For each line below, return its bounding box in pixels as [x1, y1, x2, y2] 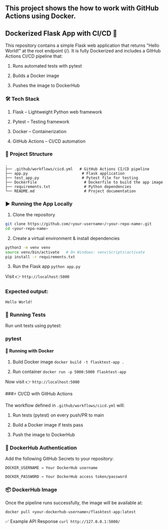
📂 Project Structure [5, 151, 53, 158]
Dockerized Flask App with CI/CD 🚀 [5, 29, 117, 37]
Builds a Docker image [12, 73, 59, 79]
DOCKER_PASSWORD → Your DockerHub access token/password [5, 474, 127, 480]
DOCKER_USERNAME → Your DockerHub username [5, 465, 98, 471]
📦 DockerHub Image [5, 486, 57, 493]
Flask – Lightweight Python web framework [12, 108, 102, 115]
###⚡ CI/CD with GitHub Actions [5, 391, 73, 397]
